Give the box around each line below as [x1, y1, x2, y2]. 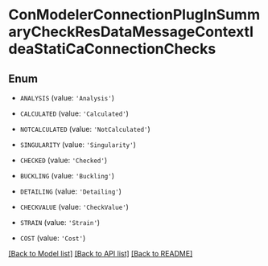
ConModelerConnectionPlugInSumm [8, 6, 260, 24]
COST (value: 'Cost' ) [19, 233, 86, 243]
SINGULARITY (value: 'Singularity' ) [19, 140, 137, 149]
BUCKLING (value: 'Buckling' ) [19, 171, 115, 180]
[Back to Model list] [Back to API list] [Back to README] [8, 249, 193, 258]
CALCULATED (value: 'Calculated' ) [19, 108, 129, 118]
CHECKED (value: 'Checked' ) [19, 155, 107, 165]
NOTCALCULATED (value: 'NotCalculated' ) [19, 125, 150, 133]
